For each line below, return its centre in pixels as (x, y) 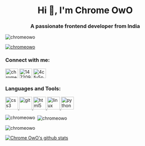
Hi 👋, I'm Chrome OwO (85, 10)
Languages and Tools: (33, 88)
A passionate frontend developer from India (85, 26)
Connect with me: (28, 60)
